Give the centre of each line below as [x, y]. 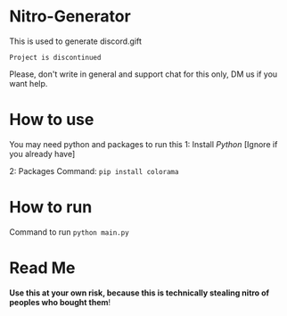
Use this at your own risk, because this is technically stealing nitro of [139, 293]
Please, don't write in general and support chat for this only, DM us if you [143, 74]
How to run [51, 208]
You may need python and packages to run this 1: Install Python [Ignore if [143, 144]
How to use [52, 120]
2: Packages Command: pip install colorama [94, 170]
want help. [29, 83]
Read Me [42, 268]
